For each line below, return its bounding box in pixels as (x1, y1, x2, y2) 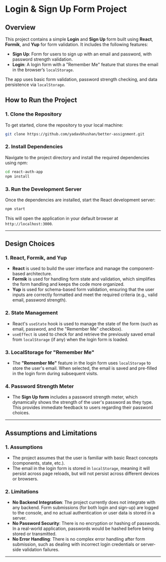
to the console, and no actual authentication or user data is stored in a (12, 510, 155, 516)
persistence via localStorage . (5, 82, 66, 87)
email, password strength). (12, 297, 67, 303)
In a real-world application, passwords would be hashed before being (12, 525, 154, 532)
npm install (5, 174, 30, 179)
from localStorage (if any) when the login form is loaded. (12, 336, 128, 342)
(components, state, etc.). (12, 460, 65, 466)
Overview (5, 23, 36, 32)
